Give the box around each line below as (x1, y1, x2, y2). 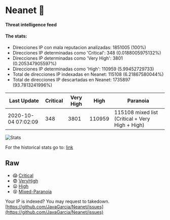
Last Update (9, 97, 39, 104)
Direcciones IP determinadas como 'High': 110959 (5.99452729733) (12, 66, 154, 72)
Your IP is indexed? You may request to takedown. (5, 198, 110, 204)
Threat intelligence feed (5, 21, 57, 27)
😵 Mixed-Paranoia (12, 188, 52, 194)
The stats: (5, 33, 27, 39)
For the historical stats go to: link (5, 144, 73, 150)
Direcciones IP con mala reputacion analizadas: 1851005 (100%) (12, 44, 146, 50)
